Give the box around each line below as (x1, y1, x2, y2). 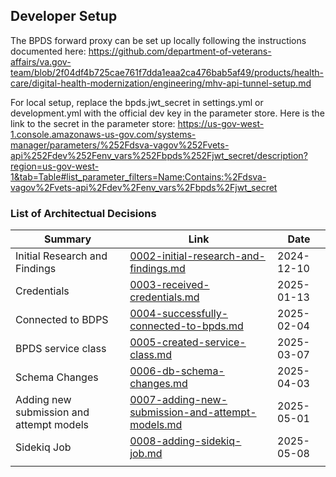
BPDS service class (15, 342, 107, 356)
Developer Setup (10, 8, 118, 25)
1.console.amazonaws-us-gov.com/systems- (10, 128, 197, 140)
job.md (129, 447, 163, 461)
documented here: (10, 45, 87, 57)
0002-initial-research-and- (129, 249, 266, 263)
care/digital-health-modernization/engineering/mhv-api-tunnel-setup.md (10, 77, 312, 89)
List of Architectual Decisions (10, 206, 157, 220)
